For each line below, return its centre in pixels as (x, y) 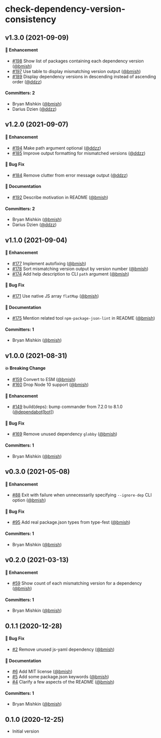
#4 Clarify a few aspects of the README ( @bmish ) (63, 682)
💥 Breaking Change (25, 368)
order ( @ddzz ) (27, 81)
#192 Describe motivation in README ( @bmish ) (60, 197)
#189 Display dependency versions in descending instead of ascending (84, 76)
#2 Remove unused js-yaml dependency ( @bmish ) (63, 649)
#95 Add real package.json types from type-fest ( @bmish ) (71, 522)
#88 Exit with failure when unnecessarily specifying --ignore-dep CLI (82, 495)
